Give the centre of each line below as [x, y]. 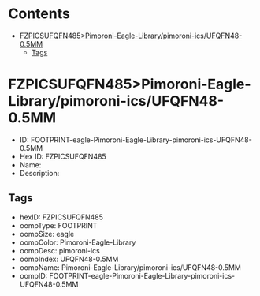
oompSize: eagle [47, 234]
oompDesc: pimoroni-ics [59, 250]
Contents [39, 14]
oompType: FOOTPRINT [58, 225]
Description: [39, 173]
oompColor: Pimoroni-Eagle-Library [78, 242]
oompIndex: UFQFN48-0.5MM [69, 259]
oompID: [33, 275]
